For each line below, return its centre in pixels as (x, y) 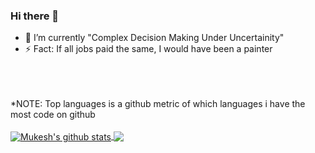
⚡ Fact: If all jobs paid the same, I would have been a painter (148, 49)
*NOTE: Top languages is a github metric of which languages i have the (158, 104)
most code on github (53, 115)
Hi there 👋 (35, 16)
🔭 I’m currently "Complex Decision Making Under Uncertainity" (154, 38)
